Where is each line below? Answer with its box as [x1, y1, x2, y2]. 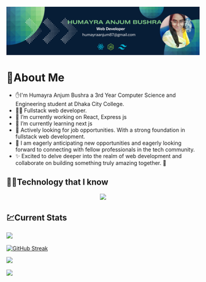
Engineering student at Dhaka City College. [15, 100, 124, 107]
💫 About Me [6, 71, 65, 85]
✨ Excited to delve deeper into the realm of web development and [15, 152, 182, 159]
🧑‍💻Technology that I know [6, 177, 109, 188]
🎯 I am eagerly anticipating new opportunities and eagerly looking [15, 139, 182, 147]
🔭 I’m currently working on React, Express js [15, 113, 127, 120]
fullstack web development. [15, 132, 86, 140]
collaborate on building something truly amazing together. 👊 [15, 159, 167, 166]
